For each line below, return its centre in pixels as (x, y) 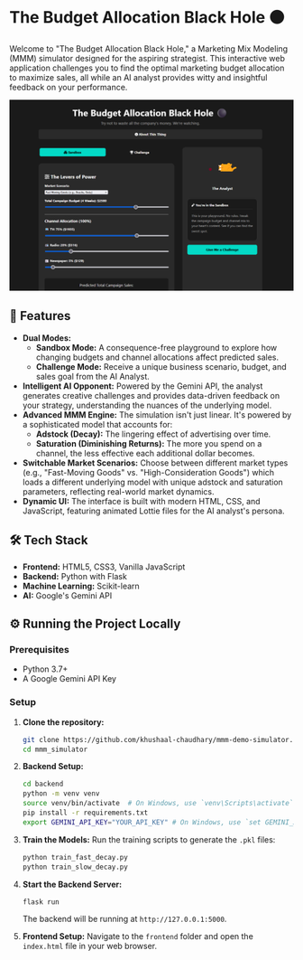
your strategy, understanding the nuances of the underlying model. (147, 405)
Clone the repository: (63, 722)
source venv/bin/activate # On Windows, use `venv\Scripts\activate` (158, 804)
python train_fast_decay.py (75, 857)
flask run (41, 902)
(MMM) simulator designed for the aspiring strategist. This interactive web (147, 58)
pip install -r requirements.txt (85, 813)
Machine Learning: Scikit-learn (81, 586)
